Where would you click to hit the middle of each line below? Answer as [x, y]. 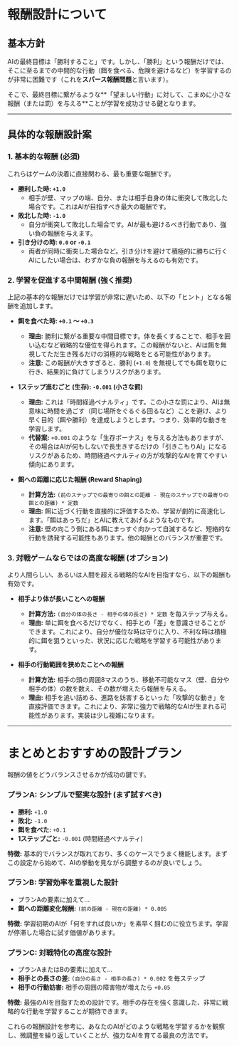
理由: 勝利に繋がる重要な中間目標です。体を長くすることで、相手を [126, 336]
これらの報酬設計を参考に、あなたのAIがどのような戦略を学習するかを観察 [116, 1027]
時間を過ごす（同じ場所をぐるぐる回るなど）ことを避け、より [137, 411]
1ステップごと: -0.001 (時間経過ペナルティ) [80, 838]
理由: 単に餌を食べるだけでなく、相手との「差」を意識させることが [127, 623]
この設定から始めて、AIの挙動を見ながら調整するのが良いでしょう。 [107, 862]
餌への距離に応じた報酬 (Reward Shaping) [80, 479]
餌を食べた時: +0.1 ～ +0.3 [55, 320]
